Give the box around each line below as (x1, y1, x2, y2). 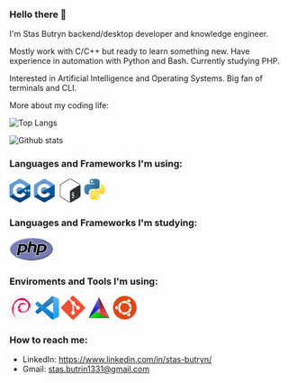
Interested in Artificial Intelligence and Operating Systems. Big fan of (9, 73, 264, 84)
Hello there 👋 (9, 8, 67, 21)
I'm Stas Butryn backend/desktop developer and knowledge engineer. (9, 29, 269, 40)
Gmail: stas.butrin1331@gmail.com (22, 364, 150, 375)
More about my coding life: (9, 100, 110, 111)
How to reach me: (9, 333, 88, 346)
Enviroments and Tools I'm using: (9, 275, 158, 287)
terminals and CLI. (9, 83, 77, 94)
